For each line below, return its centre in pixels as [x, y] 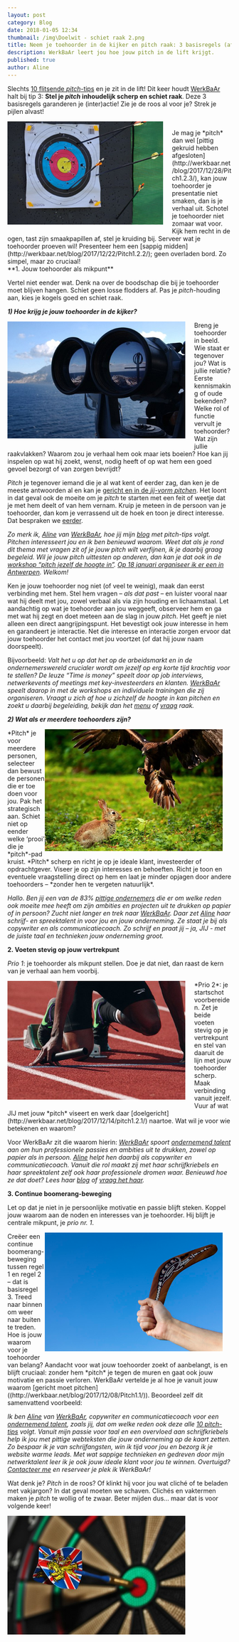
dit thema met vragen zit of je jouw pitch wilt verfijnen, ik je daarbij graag [115, 549]
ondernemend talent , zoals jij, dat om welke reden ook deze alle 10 [105, 1424]
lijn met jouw [213, 1060]
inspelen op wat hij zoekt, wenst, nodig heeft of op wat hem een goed [110, 461]
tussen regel [26, 1266]
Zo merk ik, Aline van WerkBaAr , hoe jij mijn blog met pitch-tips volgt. [109, 534]
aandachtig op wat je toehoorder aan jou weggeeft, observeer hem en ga [115, 608]
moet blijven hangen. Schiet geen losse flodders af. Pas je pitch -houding [114, 290]
